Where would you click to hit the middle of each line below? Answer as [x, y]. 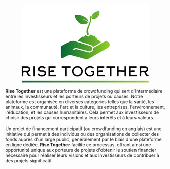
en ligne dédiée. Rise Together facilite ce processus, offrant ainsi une [78, 145]
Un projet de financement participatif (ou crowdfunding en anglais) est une [83, 129]
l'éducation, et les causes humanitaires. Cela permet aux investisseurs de [82, 112]
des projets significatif [29, 161]
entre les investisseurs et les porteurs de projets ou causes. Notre [74, 96]
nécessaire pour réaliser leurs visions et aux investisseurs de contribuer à [82, 155]
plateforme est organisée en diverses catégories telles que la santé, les [80, 102]
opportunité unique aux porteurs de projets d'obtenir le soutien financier [81, 150]
